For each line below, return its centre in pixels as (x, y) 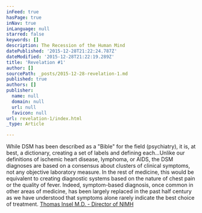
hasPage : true (24, 17)
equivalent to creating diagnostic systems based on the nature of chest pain (101, 179)
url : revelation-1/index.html (44, 118)
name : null (25, 96)
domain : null (28, 101)
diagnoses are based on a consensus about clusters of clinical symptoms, (98, 166)
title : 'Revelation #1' (36, 62)
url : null (24, 107)
